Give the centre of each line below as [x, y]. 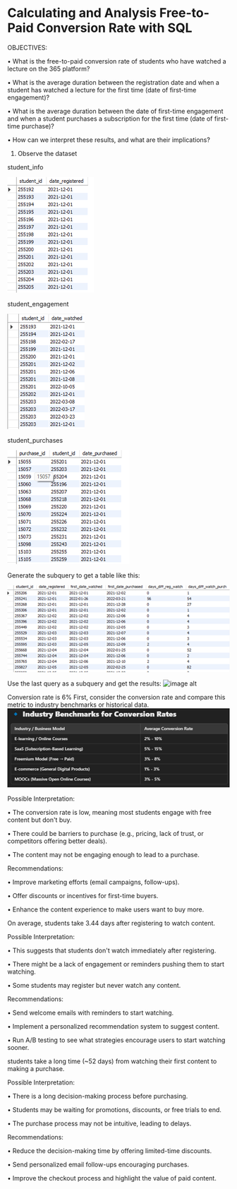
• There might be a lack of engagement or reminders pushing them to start [116, 964]
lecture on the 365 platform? [49, 68]
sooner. [18, 1047]
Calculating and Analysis [82, 13]
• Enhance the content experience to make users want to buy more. [106, 909]
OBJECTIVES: [28, 47]
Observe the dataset [47, 153]
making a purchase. [36, 1068]
